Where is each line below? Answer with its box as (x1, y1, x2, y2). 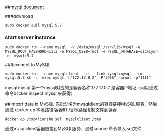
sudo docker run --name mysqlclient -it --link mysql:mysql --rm (5, 71, 143, 76)
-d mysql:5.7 (5, 53, 34, 59)
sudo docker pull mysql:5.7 (5, 23, 62, 28)
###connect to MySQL (5, 62, 51, 68)
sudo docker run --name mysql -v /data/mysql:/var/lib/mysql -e (5, 45, 140, 50)
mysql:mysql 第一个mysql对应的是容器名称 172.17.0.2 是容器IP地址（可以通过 (5, 85, 158, 91)
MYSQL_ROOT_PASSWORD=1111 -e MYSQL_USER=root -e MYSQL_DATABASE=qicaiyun (5, 49, 158, 54)
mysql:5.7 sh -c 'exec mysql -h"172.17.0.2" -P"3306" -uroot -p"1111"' (5, 76, 153, 80)
